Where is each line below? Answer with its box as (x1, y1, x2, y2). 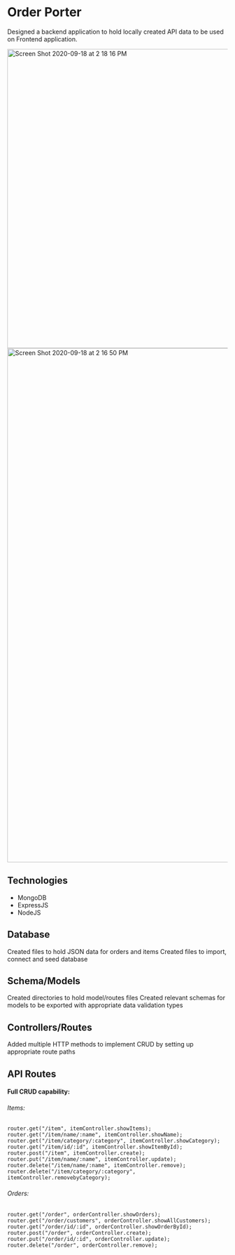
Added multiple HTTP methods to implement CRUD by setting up (7, 1040, 194, 1049)
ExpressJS (17, 901, 49, 909)
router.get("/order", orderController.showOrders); (7, 1211, 161, 1218)
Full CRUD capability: (7, 1087, 70, 1096)
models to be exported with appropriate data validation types (7, 1001, 183, 1009)
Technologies (7, 875, 69, 887)
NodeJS (17, 908, 41, 917)
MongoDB (17, 893, 47, 902)
